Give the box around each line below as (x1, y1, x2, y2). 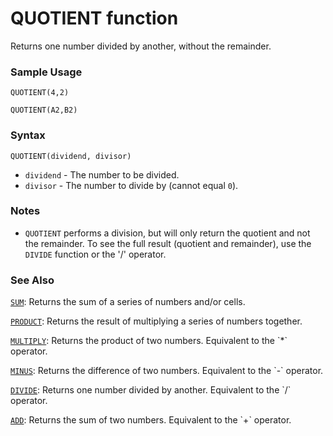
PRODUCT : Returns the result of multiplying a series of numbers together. (10, 315, 303, 327)
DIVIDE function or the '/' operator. (24, 248, 167, 260)
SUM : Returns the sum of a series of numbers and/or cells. (10, 296, 246, 308)
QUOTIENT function (10, 7, 179, 30)
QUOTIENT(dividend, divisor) (10, 151, 132, 161)
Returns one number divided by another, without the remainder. (10, 40, 272, 52)
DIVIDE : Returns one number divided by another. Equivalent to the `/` (10, 384, 292, 396)
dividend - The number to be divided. (24, 168, 180, 181)
